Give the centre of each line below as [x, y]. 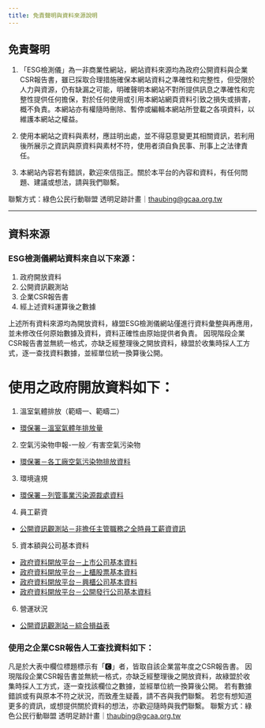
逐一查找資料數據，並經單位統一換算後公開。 [94, 353]
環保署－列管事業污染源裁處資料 [71, 495]
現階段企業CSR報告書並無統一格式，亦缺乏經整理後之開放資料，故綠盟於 [126, 677]
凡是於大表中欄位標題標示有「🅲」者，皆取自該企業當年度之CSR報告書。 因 [130, 666]
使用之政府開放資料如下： [91, 388]
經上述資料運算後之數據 [58, 307]
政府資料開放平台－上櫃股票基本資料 [78, 572]
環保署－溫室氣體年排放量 [61, 428]
